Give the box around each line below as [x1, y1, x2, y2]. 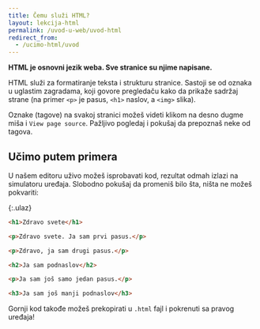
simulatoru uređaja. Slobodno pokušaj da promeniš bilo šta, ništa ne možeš [8, 179, 253, 188]
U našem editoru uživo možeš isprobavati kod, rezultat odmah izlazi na [8, 171, 239, 180]
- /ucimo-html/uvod [15, 41, 80, 49]
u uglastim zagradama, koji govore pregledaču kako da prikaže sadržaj [8, 86, 239, 96]
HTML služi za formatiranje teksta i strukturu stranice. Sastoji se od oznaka [8, 78, 252, 88]
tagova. [8, 127, 33, 137]
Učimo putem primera [8, 149, 118, 163]
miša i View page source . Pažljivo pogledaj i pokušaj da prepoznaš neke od [8, 119, 251, 128]
